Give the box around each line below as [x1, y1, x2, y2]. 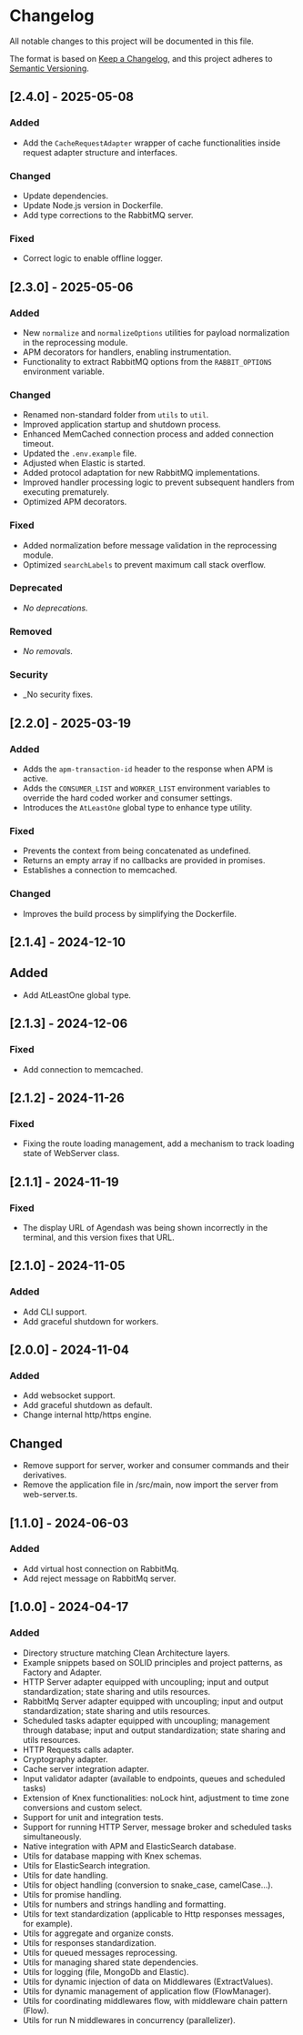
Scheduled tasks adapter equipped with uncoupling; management [22, 1715, 270, 1726]
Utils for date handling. [22, 1869, 108, 1880]
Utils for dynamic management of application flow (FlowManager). [22, 1985, 271, 1997]
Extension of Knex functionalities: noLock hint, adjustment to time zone [22, 1792, 289, 1803]
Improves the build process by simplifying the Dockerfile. [22, 908, 237, 919]
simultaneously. [22, 1830, 82, 1842]
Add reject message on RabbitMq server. [22, 1573, 177, 1584]
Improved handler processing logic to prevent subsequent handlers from [22, 477, 295, 488]
